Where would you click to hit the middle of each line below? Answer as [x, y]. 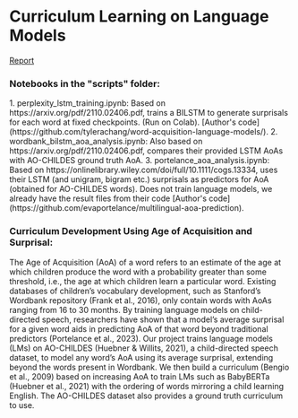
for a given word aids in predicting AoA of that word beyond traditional [139, 328]
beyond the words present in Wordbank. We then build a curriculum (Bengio [149, 367]
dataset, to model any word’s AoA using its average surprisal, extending [141, 357]
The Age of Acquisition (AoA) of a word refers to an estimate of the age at [145, 262]
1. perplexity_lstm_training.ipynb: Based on [87, 103]
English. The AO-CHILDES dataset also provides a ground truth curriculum [146, 396]
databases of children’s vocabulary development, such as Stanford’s [135, 291]
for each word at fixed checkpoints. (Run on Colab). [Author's [123, 122]
